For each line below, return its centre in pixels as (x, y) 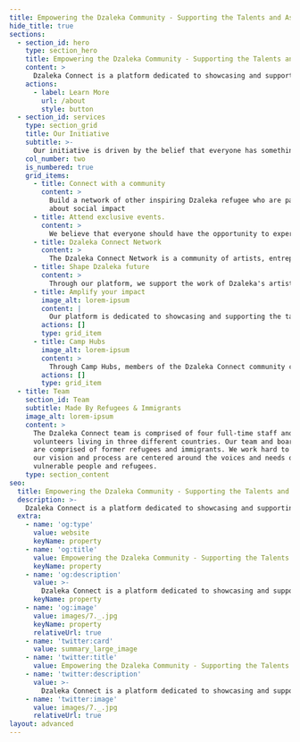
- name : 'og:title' (62, 549)
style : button (67, 109)
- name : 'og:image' (62, 608)
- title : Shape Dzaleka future (91, 267)
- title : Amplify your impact (89, 291)
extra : (29, 516)
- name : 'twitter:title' (71, 658)
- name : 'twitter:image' (71, 699)
